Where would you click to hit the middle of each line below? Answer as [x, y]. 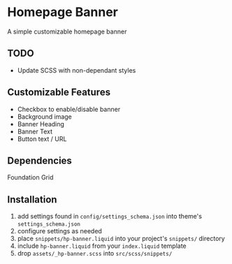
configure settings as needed [60, 231]
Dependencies [39, 160]
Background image [44, 117]
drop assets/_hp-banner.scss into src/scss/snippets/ [95, 254]
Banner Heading [41, 124]
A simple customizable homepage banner [67, 31]
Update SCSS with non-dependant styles [77, 70]
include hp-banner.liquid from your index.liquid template [102, 246]
